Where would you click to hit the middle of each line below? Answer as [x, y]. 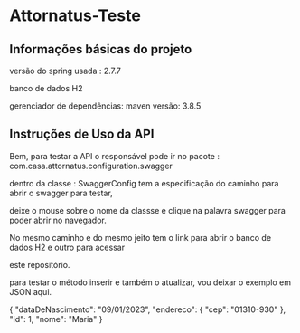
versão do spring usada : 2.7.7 [66, 71]
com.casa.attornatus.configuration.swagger [91, 166]
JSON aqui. [31, 291]
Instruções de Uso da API [82, 134]
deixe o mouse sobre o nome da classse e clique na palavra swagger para [148, 210]
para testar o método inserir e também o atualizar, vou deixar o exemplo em [150, 282]
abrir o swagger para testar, [61, 193]
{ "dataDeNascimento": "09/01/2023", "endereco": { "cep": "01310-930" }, [148, 309]
